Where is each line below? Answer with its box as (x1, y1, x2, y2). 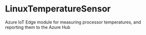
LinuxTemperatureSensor (5, 3, 111, 14)
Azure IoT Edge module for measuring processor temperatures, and (5, 19, 141, 25)
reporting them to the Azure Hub (5, 24, 71, 30)
